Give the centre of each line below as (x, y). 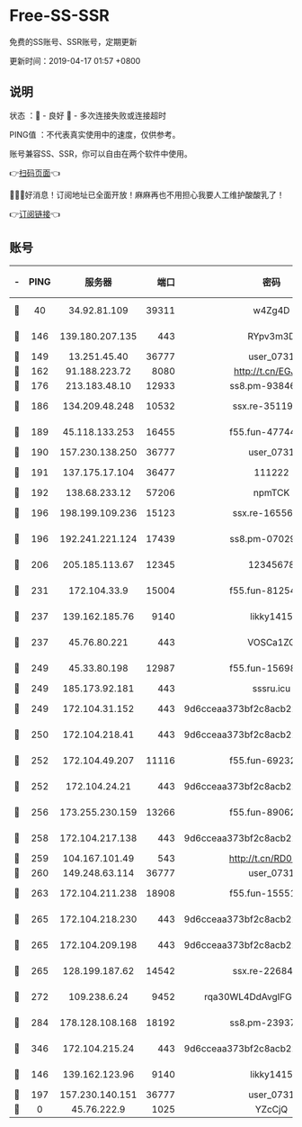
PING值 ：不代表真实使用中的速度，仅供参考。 (95, 134)
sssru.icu (271, 688)
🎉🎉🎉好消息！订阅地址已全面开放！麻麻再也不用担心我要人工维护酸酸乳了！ (147, 194)
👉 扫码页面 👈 (35, 173)
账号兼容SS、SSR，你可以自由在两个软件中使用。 (101, 153)
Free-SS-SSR (59, 16)
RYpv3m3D (271, 336)
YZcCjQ (271, 1109)
